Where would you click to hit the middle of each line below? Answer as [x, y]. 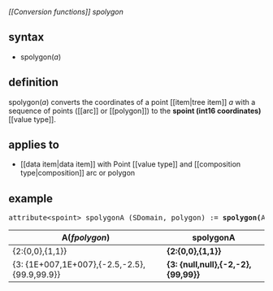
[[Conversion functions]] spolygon [66, 12]
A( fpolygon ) [86, 237]
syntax [26, 37]
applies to [34, 145]
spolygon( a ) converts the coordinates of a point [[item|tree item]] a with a [132, 102]
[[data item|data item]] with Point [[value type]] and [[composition [130, 164]
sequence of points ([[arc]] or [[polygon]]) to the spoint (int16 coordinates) [135, 111]
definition [34, 83]
